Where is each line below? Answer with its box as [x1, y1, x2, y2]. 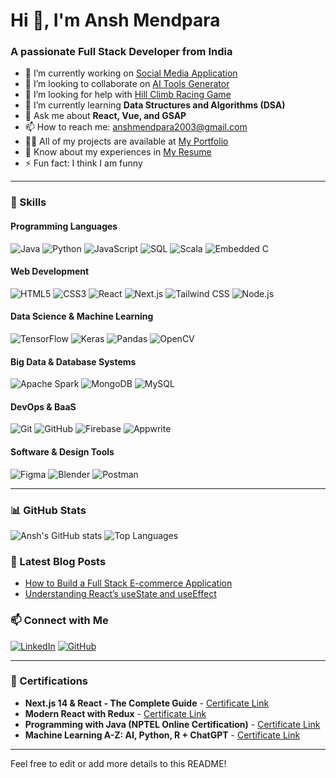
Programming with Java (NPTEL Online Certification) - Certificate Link [24, 718, 321, 730]
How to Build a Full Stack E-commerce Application [24, 577, 233, 589]
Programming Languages [10, 220, 118, 232]
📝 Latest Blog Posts [10, 554, 107, 568]
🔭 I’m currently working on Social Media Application [24, 67, 238, 79]
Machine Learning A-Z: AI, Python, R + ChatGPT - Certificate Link [24, 729, 301, 741]
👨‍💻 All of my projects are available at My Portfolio [24, 135, 229, 148]
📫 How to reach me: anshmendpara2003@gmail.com [24, 121, 248, 133]
